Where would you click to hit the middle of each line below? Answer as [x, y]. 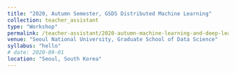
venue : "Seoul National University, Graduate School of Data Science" [113, 40]
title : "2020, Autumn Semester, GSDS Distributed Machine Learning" [110, 14]
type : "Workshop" [33, 26]
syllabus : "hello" [34, 46]
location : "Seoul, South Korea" [54, 59]
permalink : [23, 33]
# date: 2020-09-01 [36, 53]
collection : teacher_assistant [53, 20]
